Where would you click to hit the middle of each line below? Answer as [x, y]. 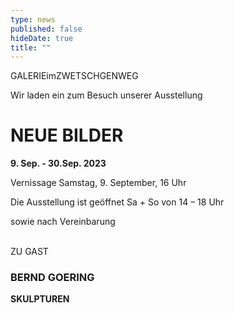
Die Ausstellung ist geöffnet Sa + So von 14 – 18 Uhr [117, 202]
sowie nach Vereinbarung [63, 222]
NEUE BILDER [67, 135]
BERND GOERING [52, 278]
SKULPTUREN [40, 299]
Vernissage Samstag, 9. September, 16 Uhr [98, 183]
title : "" [31, 47]
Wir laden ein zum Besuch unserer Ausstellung [106, 95]
